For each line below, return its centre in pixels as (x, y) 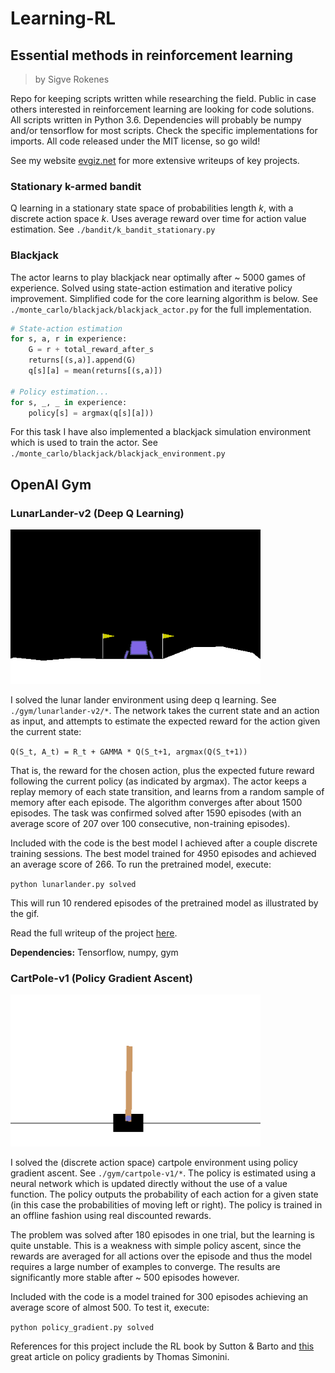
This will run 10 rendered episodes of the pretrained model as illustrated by (164, 903)
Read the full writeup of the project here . (94, 933)
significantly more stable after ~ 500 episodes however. (125, 1277)
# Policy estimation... (60, 392)
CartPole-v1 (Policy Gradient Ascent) (101, 979)
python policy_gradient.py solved (82, 1327)
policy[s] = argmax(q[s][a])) (91, 413)
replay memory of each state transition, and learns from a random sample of (167, 792)
